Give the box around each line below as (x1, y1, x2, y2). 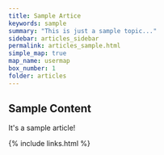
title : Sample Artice (8, 11, 82, 20)
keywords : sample (8, 19, 67, 27)
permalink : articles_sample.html (8, 42, 121, 50)
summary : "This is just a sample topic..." (8, 27, 158, 35)
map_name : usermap (8, 57, 70, 65)
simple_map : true (8, 49, 67, 57)
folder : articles (8, 72, 67, 80)
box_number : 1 (8, 65, 57, 73)
